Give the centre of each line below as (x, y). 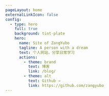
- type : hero (24, 24)
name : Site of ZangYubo (44, 43)
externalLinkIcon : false (32, 15)
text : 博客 (39, 67)
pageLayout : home (24, 10)
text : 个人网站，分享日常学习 (47, 52)
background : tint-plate (40, 34)
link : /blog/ (42, 72)
